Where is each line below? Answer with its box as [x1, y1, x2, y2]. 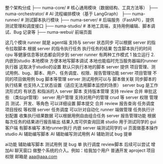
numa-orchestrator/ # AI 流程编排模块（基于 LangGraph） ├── [5, 11, 131, 17]
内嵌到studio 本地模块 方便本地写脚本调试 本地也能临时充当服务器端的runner [5, 58, 158, 63]
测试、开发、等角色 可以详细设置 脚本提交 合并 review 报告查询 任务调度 [10, 101, 155, 106]
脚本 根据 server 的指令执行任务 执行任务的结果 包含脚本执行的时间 [18, 46, 152, 51]
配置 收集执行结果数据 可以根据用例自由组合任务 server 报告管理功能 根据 [9, 113, 156, 119]
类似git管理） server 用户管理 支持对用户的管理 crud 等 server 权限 [14, 95, 148, 100]
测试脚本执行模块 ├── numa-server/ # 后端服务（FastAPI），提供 [24, 17, 155, 22]
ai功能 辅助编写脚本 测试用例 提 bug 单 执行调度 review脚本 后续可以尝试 [5, 142, 150, 147]
